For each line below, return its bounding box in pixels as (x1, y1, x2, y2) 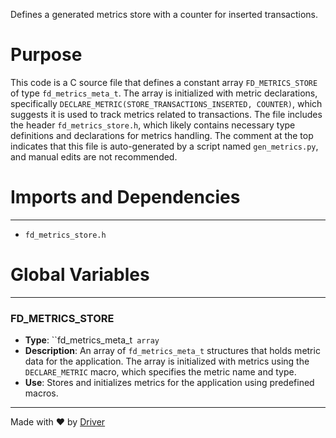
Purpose (10, 44, 83, 66)
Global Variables (10, 264, 150, 286)
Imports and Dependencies (10, 186, 241, 209)
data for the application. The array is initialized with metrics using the (24, 355, 310, 368)
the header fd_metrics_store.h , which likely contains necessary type (10, 119, 296, 131)
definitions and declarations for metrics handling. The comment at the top (10, 129, 314, 141)
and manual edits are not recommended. (10, 150, 178, 163)
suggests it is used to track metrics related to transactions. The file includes (10, 108, 323, 120)
